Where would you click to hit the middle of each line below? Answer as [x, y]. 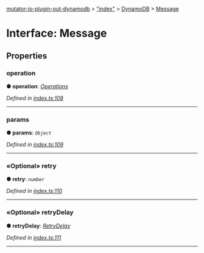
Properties [27, 56]
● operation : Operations [37, 86]
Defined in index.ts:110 [34, 191]
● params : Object [29, 133]
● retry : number [25, 179]
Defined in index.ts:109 [35, 145]
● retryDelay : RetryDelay [39, 226]
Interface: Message [57, 33]
